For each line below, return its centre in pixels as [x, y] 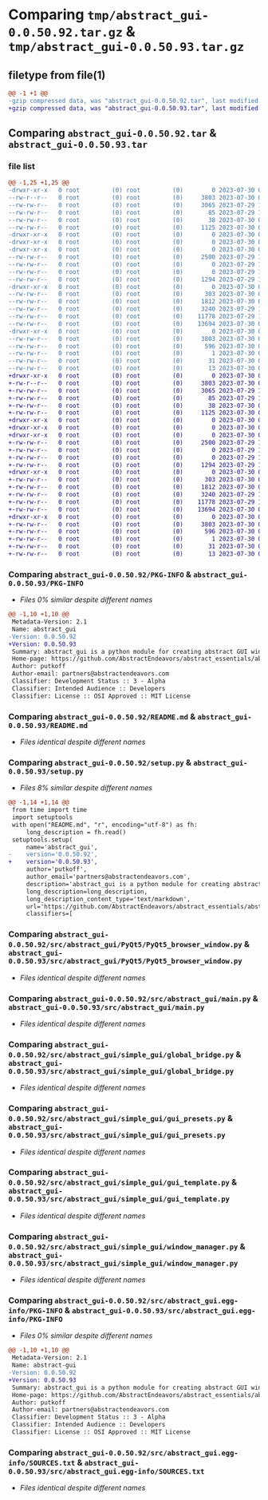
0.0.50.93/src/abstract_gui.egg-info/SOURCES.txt [106, 1471]
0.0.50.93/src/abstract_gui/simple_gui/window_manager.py [123, 1263]
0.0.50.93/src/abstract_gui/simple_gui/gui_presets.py [117, 1136]
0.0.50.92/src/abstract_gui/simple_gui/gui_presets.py [117, 1119]
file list [22, 166]
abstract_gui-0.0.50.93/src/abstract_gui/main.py [106, 1007]
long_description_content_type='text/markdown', [108, 899]
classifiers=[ [49, 914]
